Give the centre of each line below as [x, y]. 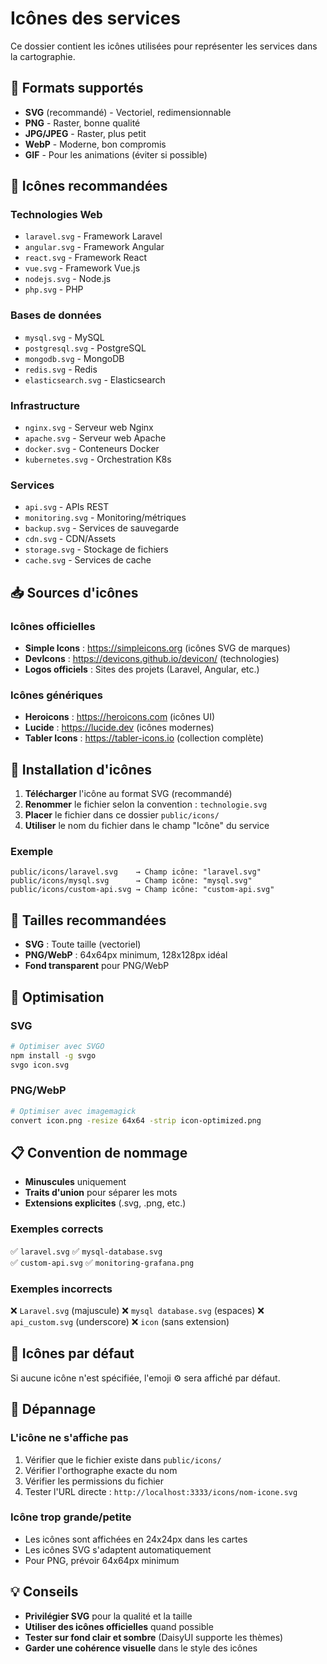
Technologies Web [56, 215]
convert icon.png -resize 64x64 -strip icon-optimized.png [136, 1120]
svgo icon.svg [40, 1065]
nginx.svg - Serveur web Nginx [89, 428]
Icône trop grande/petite [71, 1517]
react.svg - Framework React [85, 258]
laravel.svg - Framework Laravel [93, 236]
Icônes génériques [56, 695]
